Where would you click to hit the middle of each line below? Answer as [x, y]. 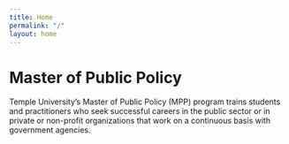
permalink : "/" [37, 26]
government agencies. [50, 130]
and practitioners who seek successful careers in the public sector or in [140, 111]
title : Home [31, 17]
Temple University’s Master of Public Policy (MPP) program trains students [145, 102]
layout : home [33, 34]
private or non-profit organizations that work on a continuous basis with [140, 121]
